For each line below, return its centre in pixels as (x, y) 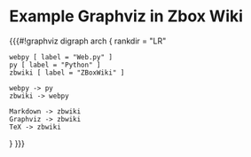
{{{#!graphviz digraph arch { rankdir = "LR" (88, 41)
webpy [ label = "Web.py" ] (61, 57)
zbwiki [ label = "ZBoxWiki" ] (67, 73)
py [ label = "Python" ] (55, 65)
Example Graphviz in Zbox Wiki (126, 16)
